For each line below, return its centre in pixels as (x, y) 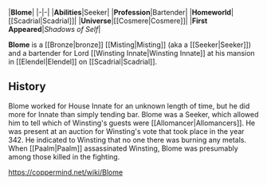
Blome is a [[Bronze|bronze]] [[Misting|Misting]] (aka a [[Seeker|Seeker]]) (130, 45)
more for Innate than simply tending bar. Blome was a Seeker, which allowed (133, 114)
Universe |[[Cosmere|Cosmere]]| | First (144, 21)
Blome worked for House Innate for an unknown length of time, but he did (129, 106)
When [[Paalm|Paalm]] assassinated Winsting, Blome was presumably (124, 148)
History (27, 87)
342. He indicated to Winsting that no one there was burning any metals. (128, 140)
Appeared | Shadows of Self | (55, 29)
